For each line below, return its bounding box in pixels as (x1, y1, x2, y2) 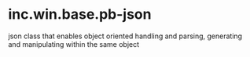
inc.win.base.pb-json (8, 5, 152, 23)
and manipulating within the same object (8, 39, 140, 48)
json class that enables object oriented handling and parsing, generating (8, 31, 242, 41)
